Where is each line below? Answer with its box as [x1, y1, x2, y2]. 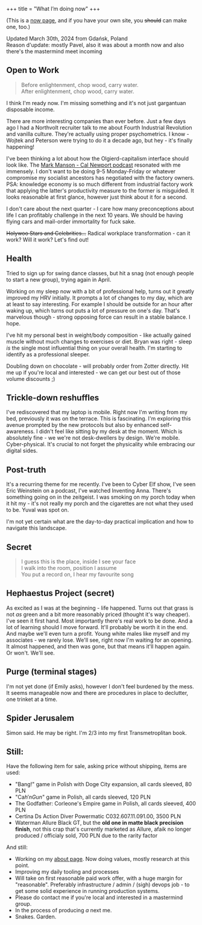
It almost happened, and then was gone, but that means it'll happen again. [6, 642, 191, 650]
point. [14, 862, 30, 869]
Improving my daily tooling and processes [14, 868, 119, 875]
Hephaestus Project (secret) [6, 588, 115, 598]
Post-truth [6, 464, 46, 475]
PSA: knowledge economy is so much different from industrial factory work [6, 181, 193, 188]
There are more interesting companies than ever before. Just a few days [6, 117, 186, 124]
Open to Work [6, 65, 59, 75]
